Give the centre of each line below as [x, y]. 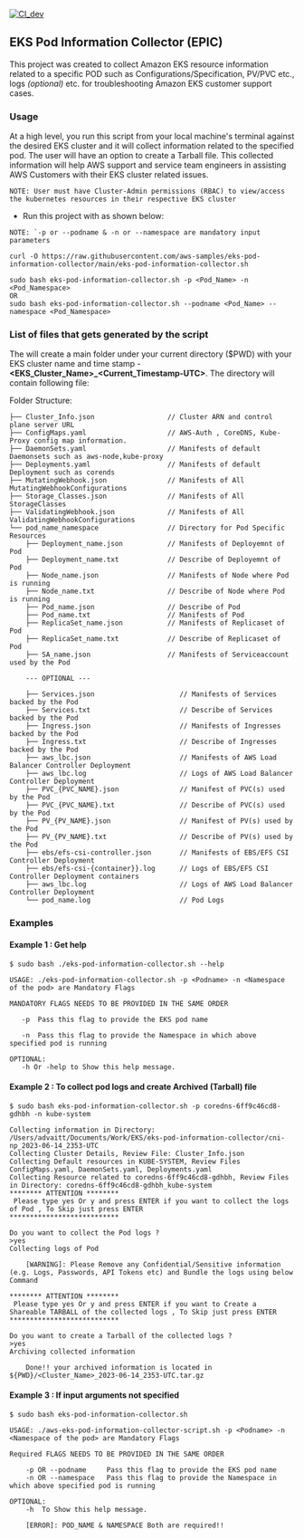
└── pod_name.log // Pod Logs [125, 901]
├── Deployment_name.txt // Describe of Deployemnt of [153, 560]
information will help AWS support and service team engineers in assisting [148, 165]
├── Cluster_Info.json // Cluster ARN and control [141, 417]
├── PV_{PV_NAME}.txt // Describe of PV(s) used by [160, 837]
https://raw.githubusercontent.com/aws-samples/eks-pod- [151, 257]
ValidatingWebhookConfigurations [72, 521]
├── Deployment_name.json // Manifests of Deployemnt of [155, 544]
